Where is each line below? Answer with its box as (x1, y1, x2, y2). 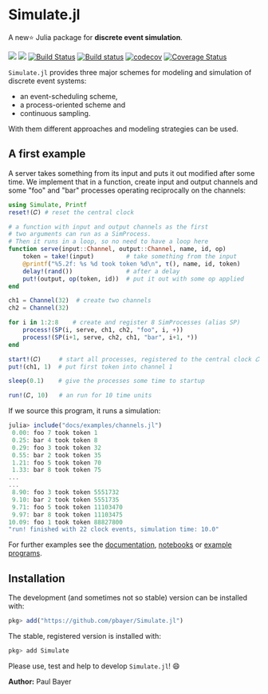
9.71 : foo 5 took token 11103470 (11, 503, 124, 511)
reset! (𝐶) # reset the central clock (8, 208, 134, 217)
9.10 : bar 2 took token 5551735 (11, 496, 120, 504)
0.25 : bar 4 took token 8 (11, 436, 98, 445)
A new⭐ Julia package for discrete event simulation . (8, 32, 183, 42)
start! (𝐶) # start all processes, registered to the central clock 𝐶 (8, 355, 260, 363)
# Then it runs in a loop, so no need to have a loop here (8, 237, 209, 245)
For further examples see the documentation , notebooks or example (8, 540, 233, 549)
